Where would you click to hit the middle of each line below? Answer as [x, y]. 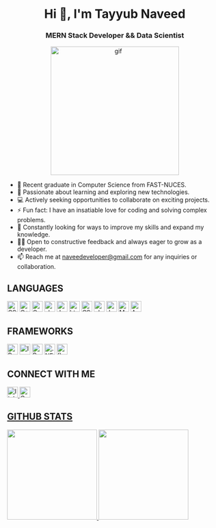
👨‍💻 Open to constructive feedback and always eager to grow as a [109, 242]
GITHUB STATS [40, 417]
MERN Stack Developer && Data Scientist [115, 36]
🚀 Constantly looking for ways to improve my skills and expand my [110, 227]
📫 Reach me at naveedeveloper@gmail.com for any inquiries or [107, 257]
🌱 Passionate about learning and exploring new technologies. [103, 192]
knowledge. [33, 235]
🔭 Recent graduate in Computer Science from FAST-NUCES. [102, 185]
